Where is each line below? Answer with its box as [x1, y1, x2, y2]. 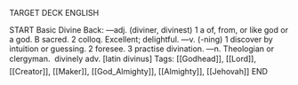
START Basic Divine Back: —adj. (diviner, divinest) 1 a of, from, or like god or [9, 25, 289, 35]
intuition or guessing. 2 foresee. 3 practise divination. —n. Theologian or [9, 43, 274, 54]
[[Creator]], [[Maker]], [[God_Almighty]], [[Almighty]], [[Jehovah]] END [9, 66, 269, 76]
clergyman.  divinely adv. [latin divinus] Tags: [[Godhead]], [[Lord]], [9, 53, 256, 64]
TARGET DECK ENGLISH [9, 8, 100, 18]
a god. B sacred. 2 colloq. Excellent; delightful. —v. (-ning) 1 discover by [9, 35, 273, 44]
